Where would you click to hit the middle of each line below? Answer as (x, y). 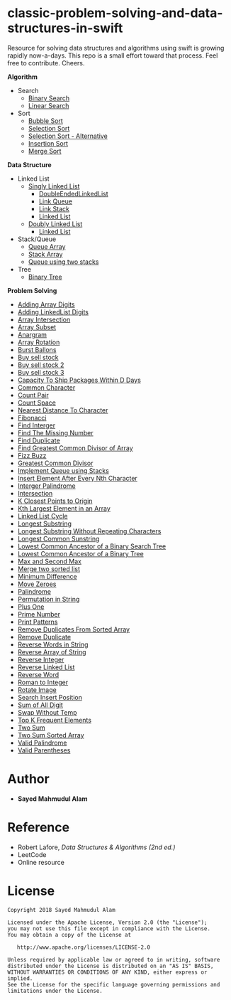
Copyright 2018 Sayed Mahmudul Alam (61, 910)
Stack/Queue (37, 239)
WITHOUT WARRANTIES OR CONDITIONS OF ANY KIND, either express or (107, 972)
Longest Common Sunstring (58, 538)
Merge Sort (45, 151)
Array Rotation (39, 342)
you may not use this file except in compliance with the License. (109, 929)
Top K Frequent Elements (55, 720)
